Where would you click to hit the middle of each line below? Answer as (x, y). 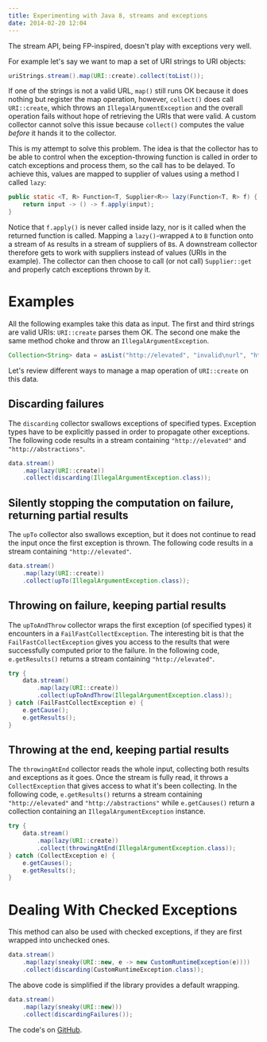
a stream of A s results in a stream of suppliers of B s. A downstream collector (133, 244)
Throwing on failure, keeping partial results (117, 606)
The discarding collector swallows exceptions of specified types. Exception (132, 423)
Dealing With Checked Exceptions (123, 910)
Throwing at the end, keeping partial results (119, 750)
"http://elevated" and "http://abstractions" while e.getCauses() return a (132, 803)
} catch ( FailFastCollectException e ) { (76, 703)
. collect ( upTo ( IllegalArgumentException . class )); (106, 581)
